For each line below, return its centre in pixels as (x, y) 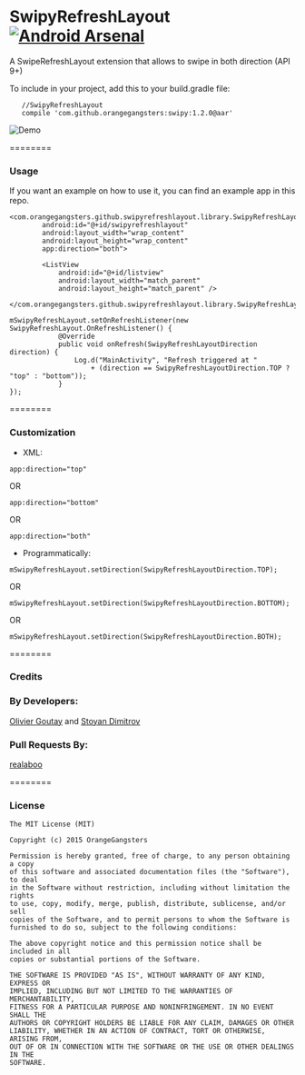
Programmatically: (56, 552)
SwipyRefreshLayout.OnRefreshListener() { (91, 329)
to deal (24, 880)
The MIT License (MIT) (52, 824)
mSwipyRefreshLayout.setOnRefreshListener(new (99, 321)
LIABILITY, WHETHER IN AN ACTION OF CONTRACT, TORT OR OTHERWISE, (138, 1031)
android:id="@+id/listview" (111, 273)
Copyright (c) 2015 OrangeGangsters (79, 841)
